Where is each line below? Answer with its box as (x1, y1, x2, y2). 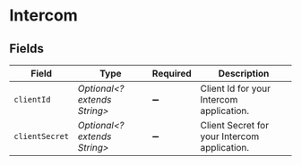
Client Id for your (200, 82, 271, 95)
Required (151, 68, 193, 79)
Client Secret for (200, 120, 270, 131)
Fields (9, 41, 45, 56)
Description (218, 68, 270, 79)
